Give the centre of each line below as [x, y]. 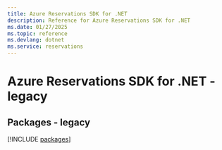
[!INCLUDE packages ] [39, 139]
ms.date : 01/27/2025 [38, 27]
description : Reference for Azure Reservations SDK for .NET [99, 20]
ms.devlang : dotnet [36, 40]
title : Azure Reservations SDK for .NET [68, 14]
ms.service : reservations [45, 46]
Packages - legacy [49, 122]
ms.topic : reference [38, 33]
